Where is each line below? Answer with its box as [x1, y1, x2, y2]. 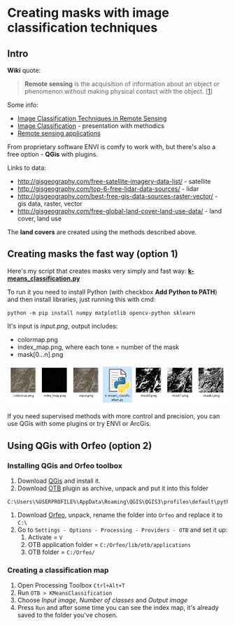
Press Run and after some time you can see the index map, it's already [17, 604, 219, 612]
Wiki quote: [7, 66, 41, 74]
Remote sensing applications [17, 129, 101, 137]
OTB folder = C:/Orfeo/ [27, 548, 96, 557]
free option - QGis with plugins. [7, 150, 98, 158]
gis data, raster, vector [17, 199, 83, 208]
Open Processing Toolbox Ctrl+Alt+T [17, 581, 125, 590]
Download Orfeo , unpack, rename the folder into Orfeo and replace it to [17, 511, 223, 519]
